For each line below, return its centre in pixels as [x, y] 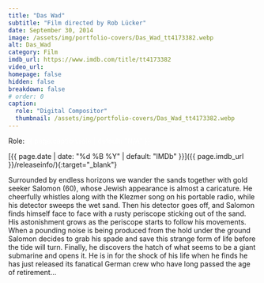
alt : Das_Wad [30, 45]
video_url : [26, 67]
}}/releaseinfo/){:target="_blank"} [63, 164]
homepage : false [35, 74]
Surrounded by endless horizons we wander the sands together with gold [128, 179]
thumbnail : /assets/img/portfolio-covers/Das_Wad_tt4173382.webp [125, 119]
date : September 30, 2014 [51, 30]
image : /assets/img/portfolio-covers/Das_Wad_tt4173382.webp [111, 38]
